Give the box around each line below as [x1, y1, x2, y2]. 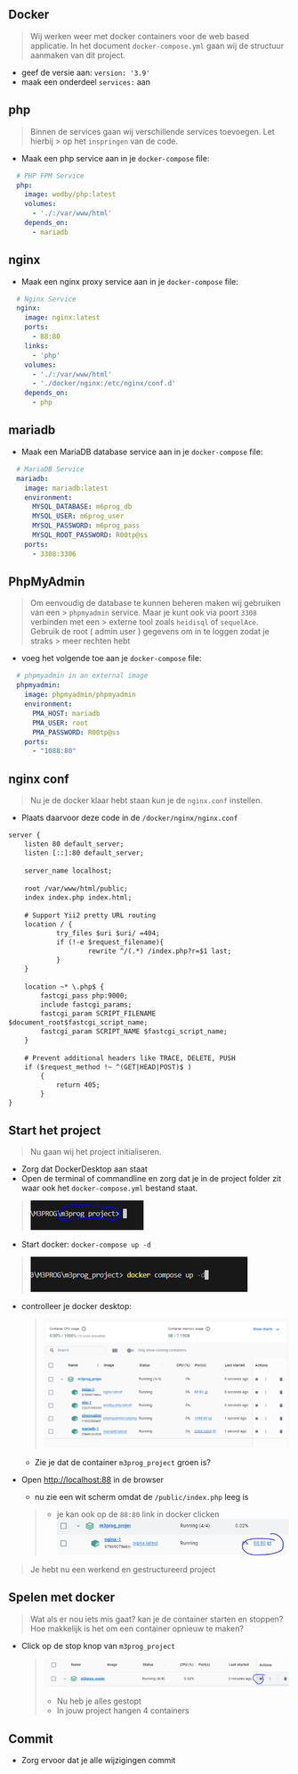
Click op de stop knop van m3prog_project [20, 1640, 175, 1651]
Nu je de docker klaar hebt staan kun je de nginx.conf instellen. [29, 795, 263, 806]
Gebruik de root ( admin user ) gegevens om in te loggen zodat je [29, 626, 270, 637]
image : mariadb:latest [24, 484, 109, 493]
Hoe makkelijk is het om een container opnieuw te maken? [29, 1623, 244, 1634]
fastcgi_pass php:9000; [40, 991, 128, 1000]
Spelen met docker [8, 1590, 116, 1605]
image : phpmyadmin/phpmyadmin [24, 691, 137, 700]
